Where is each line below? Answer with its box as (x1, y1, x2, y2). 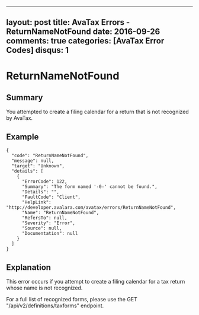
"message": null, (11, 158, 54, 164)
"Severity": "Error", (21, 220, 76, 226)
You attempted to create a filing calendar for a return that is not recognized (6, 108, 190, 116)
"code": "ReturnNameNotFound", (11, 152, 89, 159)
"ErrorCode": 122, (21, 179, 68, 184)
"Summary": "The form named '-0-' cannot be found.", (21, 184, 158, 190)
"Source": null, (21, 225, 62, 231)
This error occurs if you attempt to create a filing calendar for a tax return (6, 278, 185, 285)
